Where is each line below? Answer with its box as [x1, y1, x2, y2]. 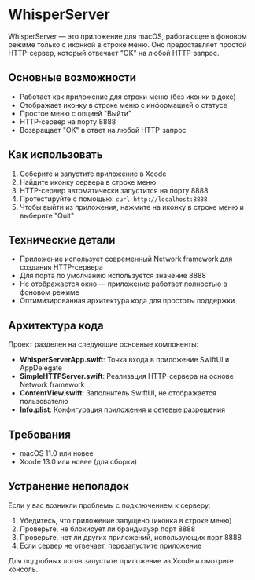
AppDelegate [19, 363, 63, 373]
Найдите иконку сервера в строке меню [19, 177, 157, 186]
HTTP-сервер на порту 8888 [19, 116, 116, 127]
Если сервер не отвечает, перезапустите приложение [19, 541, 202, 550]
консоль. [8, 564, 39, 574]
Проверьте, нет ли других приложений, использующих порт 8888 [19, 532, 242, 541]
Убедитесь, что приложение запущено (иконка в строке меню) [19, 516, 232, 525]
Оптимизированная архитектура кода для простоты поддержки [19, 296, 235, 306]
